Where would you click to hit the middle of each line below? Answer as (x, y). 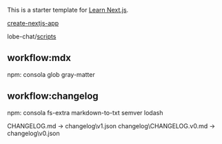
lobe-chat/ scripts (32, 36)
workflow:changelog (53, 96)
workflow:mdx (39, 58)
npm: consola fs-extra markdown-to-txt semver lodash (85, 112)
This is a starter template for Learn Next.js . (68, 10)
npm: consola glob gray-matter (51, 74)
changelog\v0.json (33, 133)
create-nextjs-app (33, 23)
